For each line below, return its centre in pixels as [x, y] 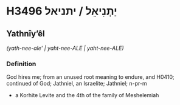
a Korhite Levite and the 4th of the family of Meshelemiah [87, 95]
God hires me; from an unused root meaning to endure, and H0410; [90, 77]
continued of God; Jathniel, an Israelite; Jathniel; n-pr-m [77, 84]
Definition [21, 64]
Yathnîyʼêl [26, 34]
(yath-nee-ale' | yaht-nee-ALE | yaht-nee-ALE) [65, 48]
